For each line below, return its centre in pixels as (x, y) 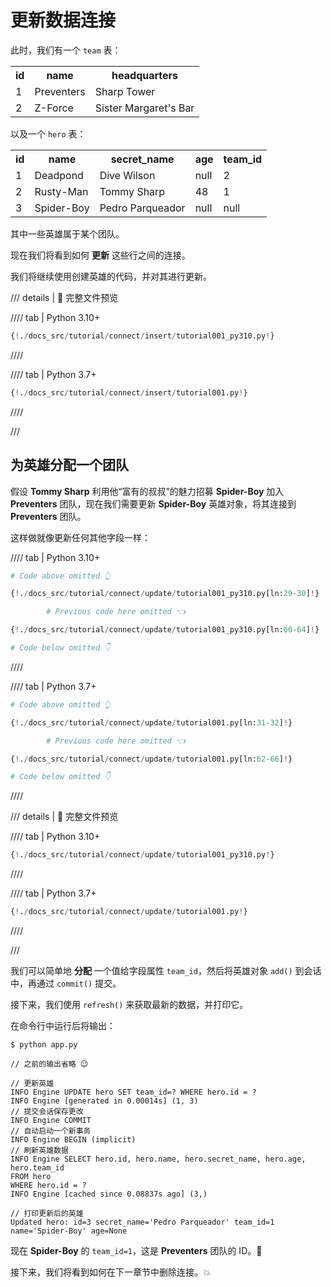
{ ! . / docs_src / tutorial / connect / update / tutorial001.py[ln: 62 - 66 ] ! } (151, 759)
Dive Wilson (127, 175)
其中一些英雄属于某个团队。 (67, 233)
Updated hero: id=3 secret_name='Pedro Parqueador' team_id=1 (142, 1222)
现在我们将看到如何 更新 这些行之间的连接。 (100, 255)
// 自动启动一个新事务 (51, 1131)
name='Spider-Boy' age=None (69, 1231)
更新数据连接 (63, 20)
